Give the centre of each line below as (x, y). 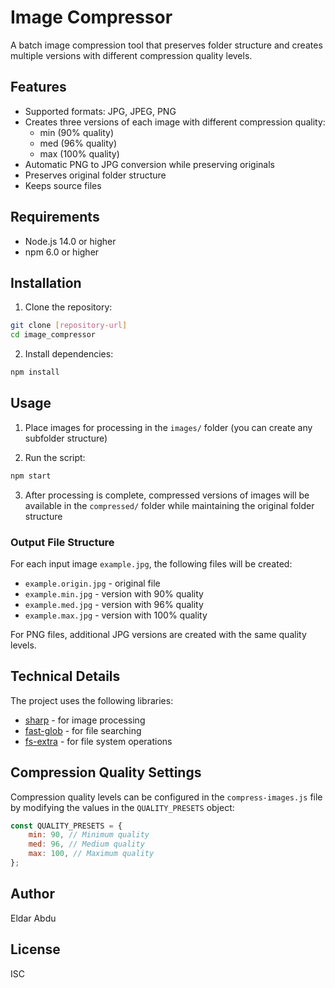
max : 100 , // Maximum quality (91, 854)
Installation (46, 282)
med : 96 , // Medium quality (86, 844)
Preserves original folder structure (95, 175)
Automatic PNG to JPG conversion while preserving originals (150, 164)
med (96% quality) (78, 143)
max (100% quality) (79, 153)
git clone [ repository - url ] (69, 326)
